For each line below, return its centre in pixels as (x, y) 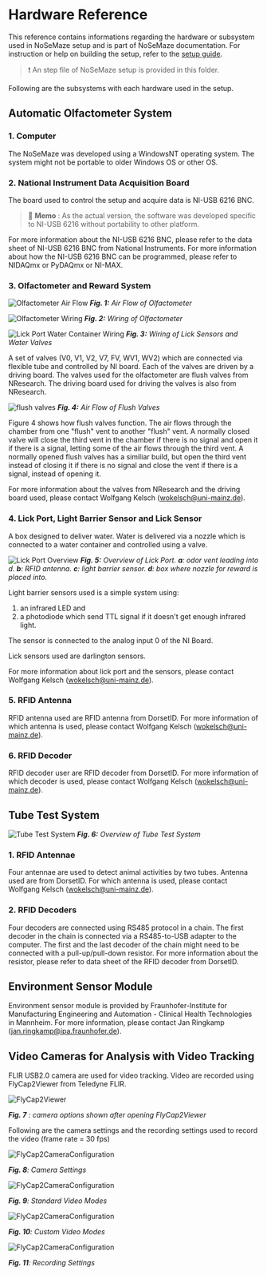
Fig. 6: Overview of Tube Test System (139, 834)
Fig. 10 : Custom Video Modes (57, 1232)
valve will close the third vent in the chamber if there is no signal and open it (133, 440)
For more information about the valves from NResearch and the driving (124, 490)
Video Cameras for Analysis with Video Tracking (132, 1056)
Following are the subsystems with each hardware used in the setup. (121, 88)
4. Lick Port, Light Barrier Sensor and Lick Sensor (105, 518)
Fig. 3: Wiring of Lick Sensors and (182, 334)
